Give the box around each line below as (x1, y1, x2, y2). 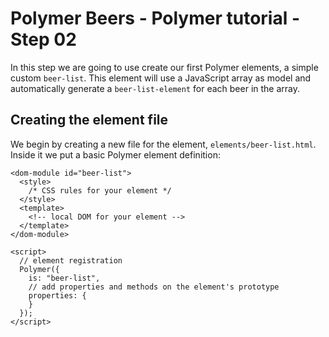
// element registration (19, 255, 123, 266)
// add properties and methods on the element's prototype (28, 282, 280, 292)
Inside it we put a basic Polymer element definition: (10, 148, 221, 161)
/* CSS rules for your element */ (28, 185, 172, 196)
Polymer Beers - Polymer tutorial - (10, 7, 301, 30)
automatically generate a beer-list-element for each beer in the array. (10, 82, 301, 94)
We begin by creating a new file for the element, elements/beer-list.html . (10, 138, 317, 150)
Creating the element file (10, 112, 169, 129)
